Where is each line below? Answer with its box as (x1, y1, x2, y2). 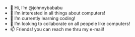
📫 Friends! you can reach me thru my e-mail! (10, 26, 104, 32)
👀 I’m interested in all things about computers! (10, 10, 106, 16)
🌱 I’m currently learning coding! (10, 15, 76, 21)
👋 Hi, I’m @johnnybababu (10, 5, 63, 10)
